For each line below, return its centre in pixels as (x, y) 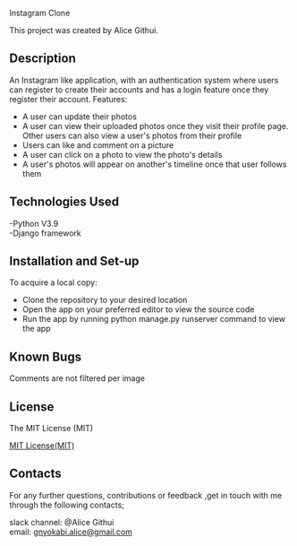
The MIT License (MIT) (51, 429)
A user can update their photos (79, 117)
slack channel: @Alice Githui (62, 522)
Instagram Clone (40, 13)
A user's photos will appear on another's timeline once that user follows (154, 164)
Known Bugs (46, 356)
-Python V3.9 (34, 223)
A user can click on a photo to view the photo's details (122, 154)
